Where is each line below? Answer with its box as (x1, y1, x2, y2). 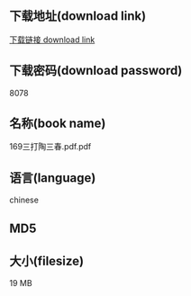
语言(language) (9, 170, 96, 185)
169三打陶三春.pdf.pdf (9, 141, 92, 152)
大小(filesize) (9, 254, 84, 269)
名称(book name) (9, 116, 106, 131)
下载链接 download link (9, 34, 95, 45)
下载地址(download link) (9, 8, 147, 24)
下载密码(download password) (9, 63, 183, 78)
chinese (9, 194, 39, 205)
